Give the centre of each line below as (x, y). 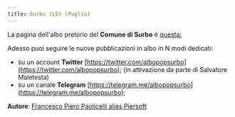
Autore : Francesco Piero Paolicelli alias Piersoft (77, 106)
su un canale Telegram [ (54, 85)
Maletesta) (33, 77)
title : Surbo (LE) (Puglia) (49, 14)
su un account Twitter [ (52, 62)
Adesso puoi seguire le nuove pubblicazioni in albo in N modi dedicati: (110, 48)
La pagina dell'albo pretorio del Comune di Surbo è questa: (94, 34)
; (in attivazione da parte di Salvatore (174, 69)
